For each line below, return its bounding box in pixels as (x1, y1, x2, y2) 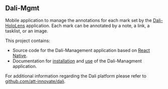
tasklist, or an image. (5, 27, 49, 34)
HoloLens (5, 22, 25, 28)
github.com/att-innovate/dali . (5, 78, 66, 84)
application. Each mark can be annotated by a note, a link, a (26, 22, 150, 28)
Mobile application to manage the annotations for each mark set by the (5, 17, 152, 23)
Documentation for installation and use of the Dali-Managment (12, 57, 142, 64)
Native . (12, 52, 28, 58)
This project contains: (5, 37, 50, 43)
